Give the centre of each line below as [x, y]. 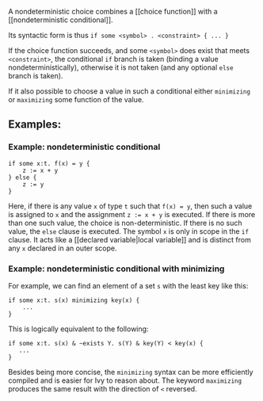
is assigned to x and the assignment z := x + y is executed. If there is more [132, 214]
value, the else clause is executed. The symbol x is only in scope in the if [129, 231]
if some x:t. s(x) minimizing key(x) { [74, 300]
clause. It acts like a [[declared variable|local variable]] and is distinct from [130, 239]
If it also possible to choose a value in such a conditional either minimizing [130, 91]
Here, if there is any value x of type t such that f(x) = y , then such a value [130, 206]
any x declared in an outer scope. [63, 248]
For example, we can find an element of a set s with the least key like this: [128, 285]
